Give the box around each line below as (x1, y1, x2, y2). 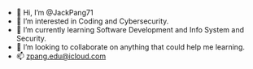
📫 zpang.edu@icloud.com (15, 51, 107, 61)
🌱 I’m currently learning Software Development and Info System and (15, 25, 244, 34)
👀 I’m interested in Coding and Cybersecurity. (15, 16, 169, 26)
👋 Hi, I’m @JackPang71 (15, 8, 94, 17)
